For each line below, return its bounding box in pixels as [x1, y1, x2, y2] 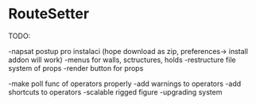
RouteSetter [8, 5, 90, 23]
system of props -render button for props [8, 63, 144, 72]
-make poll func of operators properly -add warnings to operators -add [8, 79, 242, 88]
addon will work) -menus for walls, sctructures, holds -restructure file [8, 55, 236, 64]
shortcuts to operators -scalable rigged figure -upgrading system [8, 87, 223, 96]
